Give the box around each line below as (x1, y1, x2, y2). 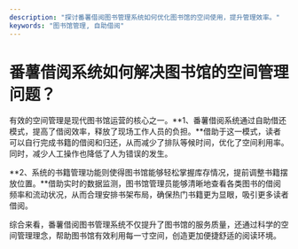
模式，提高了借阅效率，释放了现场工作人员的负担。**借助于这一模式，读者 (9, 126, 282, 137)
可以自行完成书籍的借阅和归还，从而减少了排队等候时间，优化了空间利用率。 (9, 137, 289, 148)
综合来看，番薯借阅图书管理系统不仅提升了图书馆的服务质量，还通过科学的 (9, 219, 281, 230)
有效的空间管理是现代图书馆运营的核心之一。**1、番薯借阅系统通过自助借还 (9, 115, 286, 126)
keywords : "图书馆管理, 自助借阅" (9, 21, 125, 30)
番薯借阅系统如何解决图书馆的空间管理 (9, 62, 290, 82)
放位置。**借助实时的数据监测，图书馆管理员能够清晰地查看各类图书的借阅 (9, 178, 282, 189)
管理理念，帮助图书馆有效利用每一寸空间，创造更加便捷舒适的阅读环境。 (16, 230, 281, 241)
